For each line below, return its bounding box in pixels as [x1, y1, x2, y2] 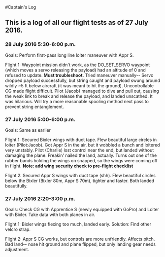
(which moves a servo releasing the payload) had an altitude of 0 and [5, 67, 146, 73]
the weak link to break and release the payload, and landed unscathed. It [5, 93, 153, 99]
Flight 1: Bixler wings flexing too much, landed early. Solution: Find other [5, 221, 152, 227]
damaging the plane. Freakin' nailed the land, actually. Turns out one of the [5, 152, 157, 158]
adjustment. [5, 247, 30, 253]
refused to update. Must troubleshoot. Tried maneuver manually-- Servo [5, 72, 154, 78]
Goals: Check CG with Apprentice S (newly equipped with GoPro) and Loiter [5, 207, 159, 213]
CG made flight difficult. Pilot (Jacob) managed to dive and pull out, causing [5, 88, 159, 94]
